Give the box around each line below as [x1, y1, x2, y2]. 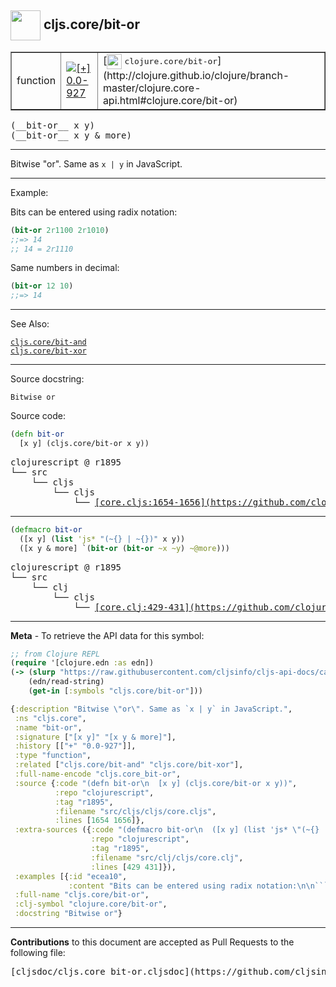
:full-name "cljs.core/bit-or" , [14, 890, 150, 900]
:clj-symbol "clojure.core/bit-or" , [14, 899, 168, 910]
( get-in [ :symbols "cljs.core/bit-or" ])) [28, 686, 203, 696]
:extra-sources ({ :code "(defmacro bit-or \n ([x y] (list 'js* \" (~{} [14, 825, 320, 835]
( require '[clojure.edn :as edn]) [10, 658, 155, 668]
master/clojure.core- [102, 81, 202, 95]
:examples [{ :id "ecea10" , [14, 871, 128, 881]
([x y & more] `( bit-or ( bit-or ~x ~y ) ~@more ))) [19, 543, 230, 553]
